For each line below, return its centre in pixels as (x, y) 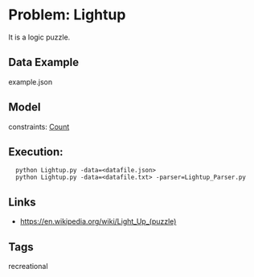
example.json (31, 81)
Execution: (36, 152)
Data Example (44, 62)
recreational (28, 266)
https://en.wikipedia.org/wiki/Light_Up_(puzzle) (98, 221)
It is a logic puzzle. (39, 37)
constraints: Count (39, 126)
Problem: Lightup (67, 15)
